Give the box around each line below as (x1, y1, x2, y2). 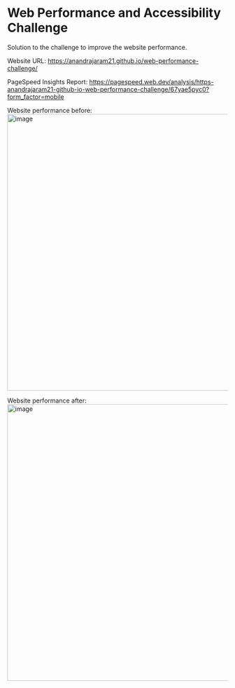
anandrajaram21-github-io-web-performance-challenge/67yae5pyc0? (7, 85, 210, 93)
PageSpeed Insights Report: (7, 77, 88, 86)
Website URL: (7, 56, 47, 65)
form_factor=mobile (7, 93, 64, 101)
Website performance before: (7, 106, 92, 114)
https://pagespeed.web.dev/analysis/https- (89, 77, 215, 86)
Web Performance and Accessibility (7, 5, 222, 21)
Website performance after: (7, 396, 87, 405)
